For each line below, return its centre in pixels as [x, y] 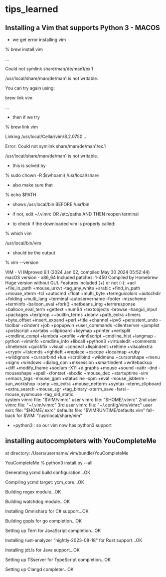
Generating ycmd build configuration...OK [48, 472]
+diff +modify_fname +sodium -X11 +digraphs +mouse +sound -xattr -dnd [81, 368]
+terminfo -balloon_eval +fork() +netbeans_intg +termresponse [70, 304]
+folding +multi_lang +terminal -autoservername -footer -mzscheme [76, 299]
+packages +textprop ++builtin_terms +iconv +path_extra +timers [73, 314]
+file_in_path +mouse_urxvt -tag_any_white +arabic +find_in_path [73, 288]
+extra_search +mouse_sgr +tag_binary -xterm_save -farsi [66, 389]
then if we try [26, 117]
